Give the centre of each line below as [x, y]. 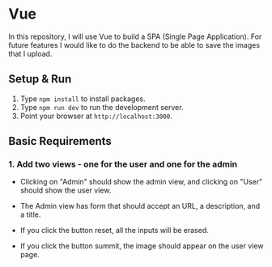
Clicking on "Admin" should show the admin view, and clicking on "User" [141, 182]
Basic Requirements [60, 141]
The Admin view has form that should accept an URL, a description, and [140, 206]
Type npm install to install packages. [83, 99]
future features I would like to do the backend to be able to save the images [134, 44]
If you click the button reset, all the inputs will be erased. [114, 231]
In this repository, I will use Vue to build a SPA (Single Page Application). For [135, 36]
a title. [30, 214]
